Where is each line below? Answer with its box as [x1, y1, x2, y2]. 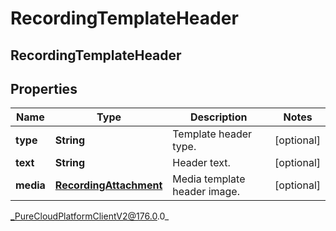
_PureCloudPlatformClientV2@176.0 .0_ [10, 210, 170, 222]
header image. [172, 185, 240, 199]
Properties [10, 80, 78, 97]
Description [189, 110, 248, 124]
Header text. [172, 156, 231, 170]
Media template [172, 172, 246, 186]
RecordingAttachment [54, 178, 163, 192]
